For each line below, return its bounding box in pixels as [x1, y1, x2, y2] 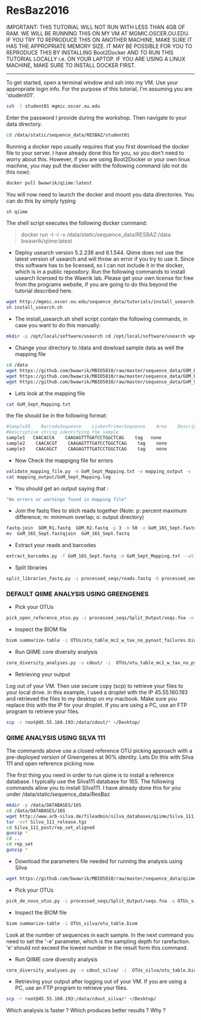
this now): [6, 168, 31, 176]
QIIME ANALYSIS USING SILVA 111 [6, 734, 106, 742]
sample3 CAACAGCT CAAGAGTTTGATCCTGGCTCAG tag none [6, 446, 167, 452]
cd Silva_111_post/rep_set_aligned [6, 825, 95, 831]
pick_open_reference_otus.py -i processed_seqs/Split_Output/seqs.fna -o [6, 615, 194, 621]
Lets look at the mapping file [14, 390, 86, 397]
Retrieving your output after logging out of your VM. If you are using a [14, 978, 187, 985]
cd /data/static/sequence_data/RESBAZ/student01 [6, 132, 130, 138]
